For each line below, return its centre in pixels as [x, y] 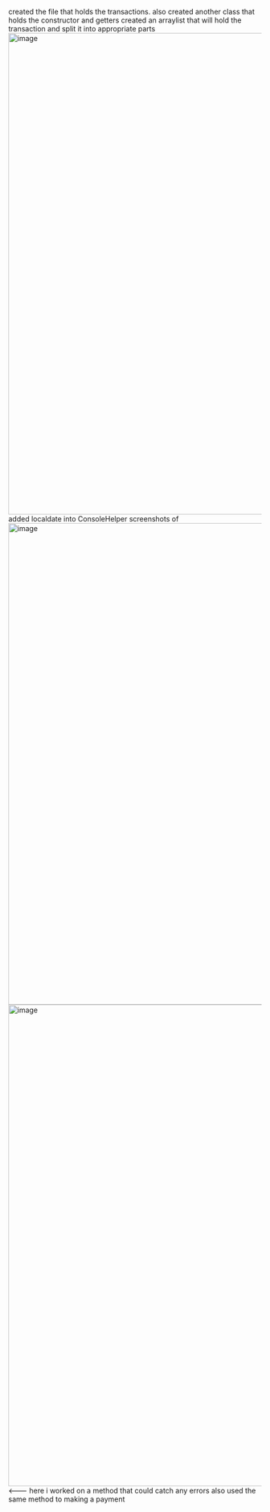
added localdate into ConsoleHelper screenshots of [94, 519]
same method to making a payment [67, 1499]
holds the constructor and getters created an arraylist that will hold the [125, 20]
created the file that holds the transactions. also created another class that [132, 12]
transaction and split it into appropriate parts [82, 29]
